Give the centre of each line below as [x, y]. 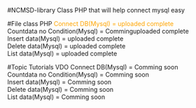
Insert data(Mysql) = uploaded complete [65, 39]
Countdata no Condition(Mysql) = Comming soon [78, 74]
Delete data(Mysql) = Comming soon [61, 89]
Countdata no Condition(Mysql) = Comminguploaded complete [98, 31]
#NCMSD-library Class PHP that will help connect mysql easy [96, 10]
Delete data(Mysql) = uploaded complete [66, 46]
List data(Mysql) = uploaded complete [62, 53]
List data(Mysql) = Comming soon [56, 97]
